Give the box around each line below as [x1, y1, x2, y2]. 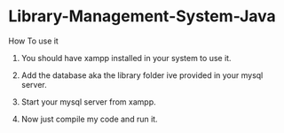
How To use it [8, 35, 59, 46]
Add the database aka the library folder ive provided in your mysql [20, 69, 264, 81]
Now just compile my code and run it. [20, 113, 158, 124]
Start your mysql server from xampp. [20, 96, 156, 107]
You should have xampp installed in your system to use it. [20, 52, 232, 63]
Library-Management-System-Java [8, 6, 276, 27]
